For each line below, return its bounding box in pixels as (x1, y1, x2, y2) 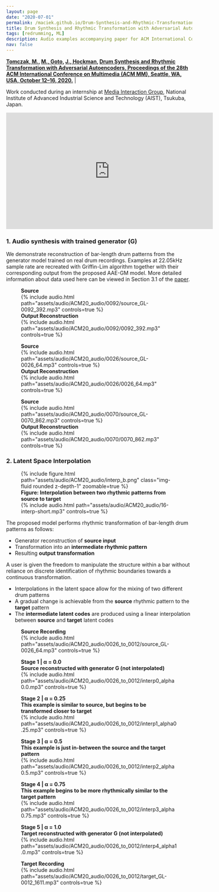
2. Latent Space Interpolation (6, 457, 91, 465)
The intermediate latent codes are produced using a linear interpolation (14, 610, 191, 618)
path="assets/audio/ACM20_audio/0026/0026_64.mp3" (21, 380, 158, 387)
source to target (21, 495, 61, 503)
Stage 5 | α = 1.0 (21, 823, 62, 831)
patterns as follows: (6, 526, 54, 533)
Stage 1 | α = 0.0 (21, 658, 62, 665)
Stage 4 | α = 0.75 (21, 781, 66, 788)
